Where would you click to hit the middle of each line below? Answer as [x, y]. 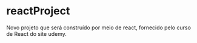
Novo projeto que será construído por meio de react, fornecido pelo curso [98, 27]
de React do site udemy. [36, 33]
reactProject [38, 11]
